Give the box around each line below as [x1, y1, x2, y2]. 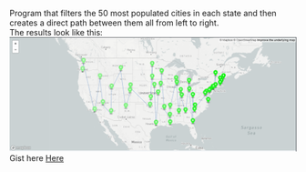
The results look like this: [9, 27, 103, 37]
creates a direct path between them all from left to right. [9, 17, 219, 28]
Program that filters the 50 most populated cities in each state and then [9, 8, 277, 18]
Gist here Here [9, 153, 65, 164]
